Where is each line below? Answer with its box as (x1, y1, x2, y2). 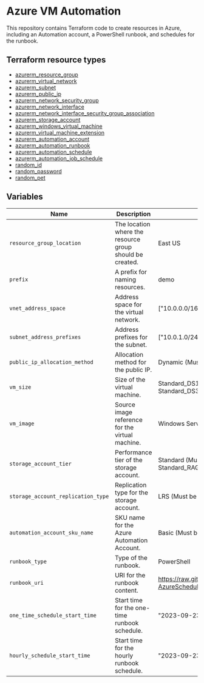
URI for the (114, 571, 146, 579)
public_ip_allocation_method (9, 358, 93, 365)
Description (116, 209, 151, 218)
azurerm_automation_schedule (15, 148, 92, 155)
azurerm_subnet (15, 84, 56, 91)
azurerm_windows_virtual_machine (15, 123, 103, 130)
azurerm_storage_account (15, 116, 81, 123)
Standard (157, 456, 185, 464)
